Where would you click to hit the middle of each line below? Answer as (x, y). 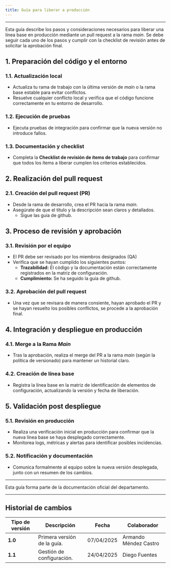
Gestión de (51, 552)
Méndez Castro (141, 544)
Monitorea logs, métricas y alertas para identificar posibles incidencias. (88, 443)
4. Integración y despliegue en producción (74, 329)
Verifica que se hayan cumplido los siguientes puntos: (69, 262)
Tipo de (21, 522)
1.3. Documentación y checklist (45, 146)
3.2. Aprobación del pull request (46, 292)
